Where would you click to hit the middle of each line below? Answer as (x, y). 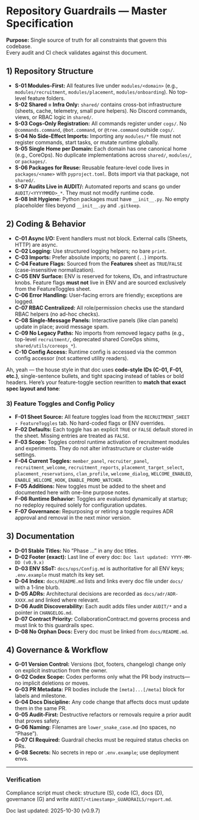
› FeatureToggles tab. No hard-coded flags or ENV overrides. (90, 423)
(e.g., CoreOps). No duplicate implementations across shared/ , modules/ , (103, 155)
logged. (24, 301)
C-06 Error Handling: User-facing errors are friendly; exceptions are (98, 295)
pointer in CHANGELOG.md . (44, 612)
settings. (25, 455)
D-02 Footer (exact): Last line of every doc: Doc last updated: (92, 557)
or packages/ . (31, 161)
